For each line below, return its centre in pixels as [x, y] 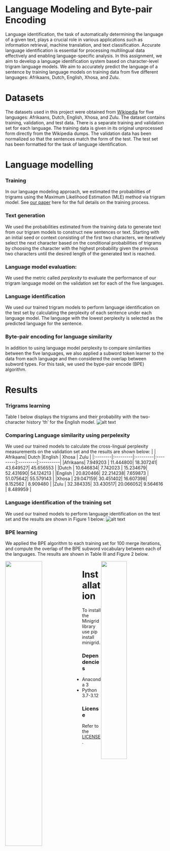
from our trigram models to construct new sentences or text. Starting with [82, 232]
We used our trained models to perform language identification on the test [83, 514]
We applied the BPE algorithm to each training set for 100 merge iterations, [83, 543]
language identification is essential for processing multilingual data [75, 50]
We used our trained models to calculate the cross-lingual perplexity [77, 446]
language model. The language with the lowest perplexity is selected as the [84, 318]
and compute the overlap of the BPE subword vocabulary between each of [83, 549]
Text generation [25, 216]
